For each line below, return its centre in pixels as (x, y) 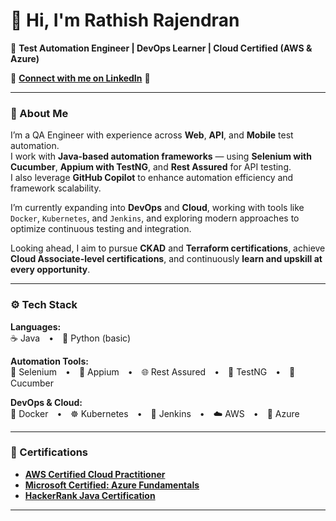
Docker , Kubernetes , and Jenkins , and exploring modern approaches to (155, 218)
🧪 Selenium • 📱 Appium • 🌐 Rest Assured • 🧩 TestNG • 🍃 (153, 371)
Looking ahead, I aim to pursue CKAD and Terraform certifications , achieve (168, 248)
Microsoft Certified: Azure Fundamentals (112, 485)
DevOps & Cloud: (46, 402)
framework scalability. (56, 188)
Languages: (36, 326)
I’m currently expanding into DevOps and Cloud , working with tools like (157, 208)
